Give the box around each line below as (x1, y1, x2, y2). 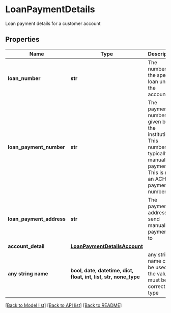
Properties (5, 35, 40, 44)
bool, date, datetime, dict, (70, 267, 134, 274)
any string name (8, 270, 48, 277)
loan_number (8, 75, 41, 82)
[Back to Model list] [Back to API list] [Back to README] (5, 302, 122, 308)
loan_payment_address (8, 215, 66, 222)
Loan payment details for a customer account (5, 20, 101, 26)
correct (148, 282, 165, 290)
